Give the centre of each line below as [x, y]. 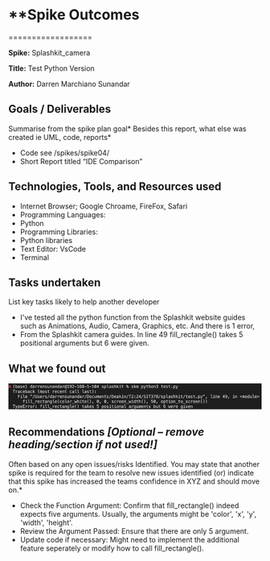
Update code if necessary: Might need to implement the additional [129, 539]
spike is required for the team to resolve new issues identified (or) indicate [131, 472]
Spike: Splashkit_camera [49, 52]
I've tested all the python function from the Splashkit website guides [133, 318]
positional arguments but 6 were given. [85, 343]
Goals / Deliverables [60, 109]
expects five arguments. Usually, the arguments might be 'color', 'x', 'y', [138, 514]
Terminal [35, 257]
